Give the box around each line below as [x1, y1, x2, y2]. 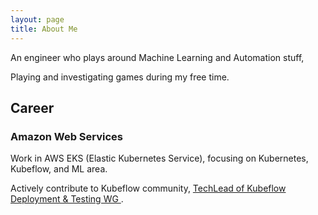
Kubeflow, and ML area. [10, 163, 108, 175]
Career [10, 99, 55, 116]
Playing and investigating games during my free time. [10, 71, 230, 83]
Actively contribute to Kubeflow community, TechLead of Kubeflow [10, 182, 287, 195]
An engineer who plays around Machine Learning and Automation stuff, [10, 51, 305, 63]
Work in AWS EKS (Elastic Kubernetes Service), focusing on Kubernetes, [10, 152, 309, 165]
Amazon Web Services [10, 129, 124, 143]
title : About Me [10, 24, 78, 34]
